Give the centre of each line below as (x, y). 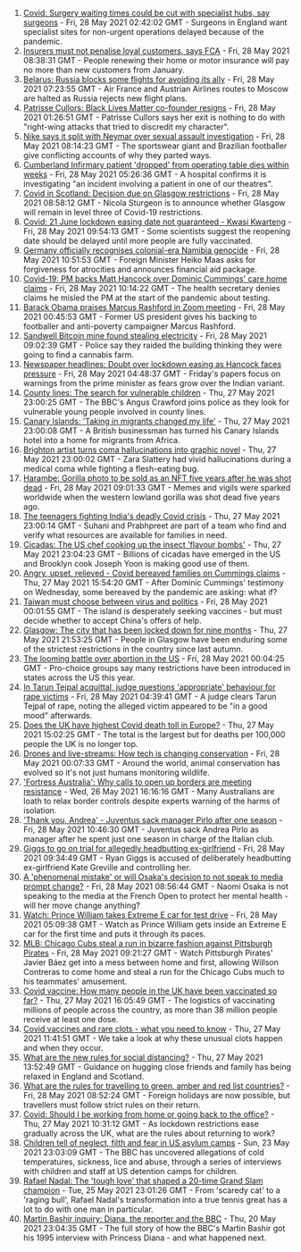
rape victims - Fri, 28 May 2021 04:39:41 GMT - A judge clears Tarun (150, 697)
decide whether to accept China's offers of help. (112, 621)
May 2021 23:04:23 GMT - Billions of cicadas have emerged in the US (151, 554)
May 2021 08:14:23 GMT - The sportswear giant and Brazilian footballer (155, 146)
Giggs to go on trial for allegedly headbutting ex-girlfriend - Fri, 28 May (154, 849)
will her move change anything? (82, 905)
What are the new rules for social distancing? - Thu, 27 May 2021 (143, 1057)
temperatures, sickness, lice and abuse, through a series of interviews (152, 1162)
